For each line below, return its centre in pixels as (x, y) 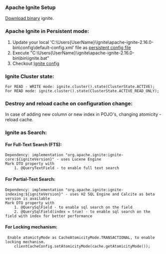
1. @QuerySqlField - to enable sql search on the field (74, 207)
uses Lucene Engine (81, 159)
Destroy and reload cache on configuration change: (69, 103)
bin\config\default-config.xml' (43, 47)
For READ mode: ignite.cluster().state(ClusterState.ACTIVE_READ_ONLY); (82, 91)
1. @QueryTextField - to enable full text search (67, 168)
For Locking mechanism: (31, 227)
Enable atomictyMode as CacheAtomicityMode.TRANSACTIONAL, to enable (81, 238)
